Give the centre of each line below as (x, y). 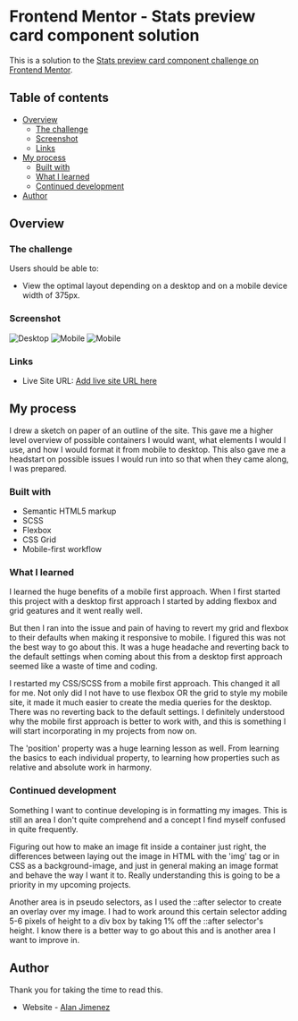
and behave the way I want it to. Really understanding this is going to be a (145, 875)
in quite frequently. (44, 829)
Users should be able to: (54, 268)
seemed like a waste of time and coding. (83, 666)
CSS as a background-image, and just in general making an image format (144, 865)
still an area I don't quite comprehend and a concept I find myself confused (147, 820)
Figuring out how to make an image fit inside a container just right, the (138, 847)
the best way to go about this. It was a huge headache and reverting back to (149, 647)
